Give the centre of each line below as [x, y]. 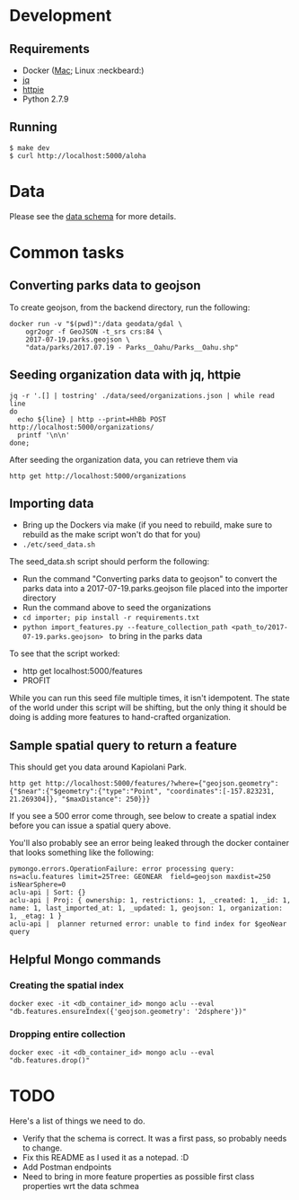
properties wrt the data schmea [80, 1187]
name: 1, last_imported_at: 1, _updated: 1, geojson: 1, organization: [146, 909]
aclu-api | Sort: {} [48, 893]
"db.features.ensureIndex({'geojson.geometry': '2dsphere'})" [128, 1011]
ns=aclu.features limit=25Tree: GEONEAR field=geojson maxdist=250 [140, 877]
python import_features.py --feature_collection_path [125, 627]
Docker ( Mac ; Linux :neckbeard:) [83, 70]
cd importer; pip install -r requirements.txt [111, 618]
